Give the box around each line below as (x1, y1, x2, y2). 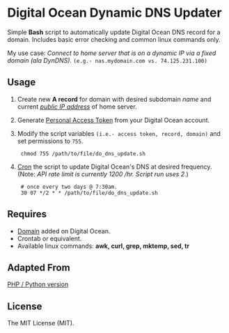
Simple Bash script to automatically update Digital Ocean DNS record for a (7, 28, 221, 36)
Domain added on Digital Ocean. (17, 226, 111, 235)
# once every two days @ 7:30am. (20, 183, 118, 190)
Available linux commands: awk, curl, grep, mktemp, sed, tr (17, 242, 190, 250)
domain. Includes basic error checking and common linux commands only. (7, 35, 221, 43)
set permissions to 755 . (17, 137, 84, 145)
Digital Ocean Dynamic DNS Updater (7, 5, 222, 21)
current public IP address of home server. (17, 102, 137, 111)
